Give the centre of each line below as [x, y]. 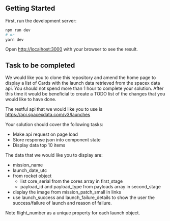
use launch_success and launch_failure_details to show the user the [84, 198]
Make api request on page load [45, 134]
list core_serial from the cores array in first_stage [72, 181]
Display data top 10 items [39, 145]
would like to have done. [31, 100]
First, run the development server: [41, 20]
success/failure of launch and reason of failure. [62, 203]
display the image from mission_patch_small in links [67, 192]
